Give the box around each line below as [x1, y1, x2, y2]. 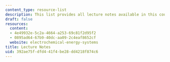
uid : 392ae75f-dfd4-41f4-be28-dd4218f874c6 [5, 49, 99, 54]
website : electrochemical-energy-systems [10, 40, 99, 45]
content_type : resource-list [5, 7, 67, 12]
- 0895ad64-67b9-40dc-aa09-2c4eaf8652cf [10, 35, 96, 40]
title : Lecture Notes [5, 44, 51, 49]
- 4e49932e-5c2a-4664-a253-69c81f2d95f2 [10, 30, 96, 35]
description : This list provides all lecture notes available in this [5, 12, 157, 17]
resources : [5, 21, 28, 26]
